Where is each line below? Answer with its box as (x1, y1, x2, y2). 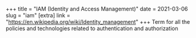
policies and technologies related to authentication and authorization (5, 25, 178, 32)
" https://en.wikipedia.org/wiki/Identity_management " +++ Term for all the (5, 18, 191, 25)
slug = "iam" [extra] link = (5, 12, 71, 19)
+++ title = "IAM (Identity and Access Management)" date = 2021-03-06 (5, 6, 189, 12)
